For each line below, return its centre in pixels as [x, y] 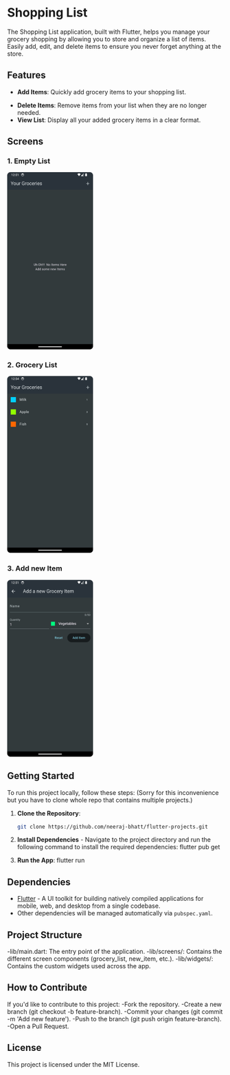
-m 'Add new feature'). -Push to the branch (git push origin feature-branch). [114, 1019]
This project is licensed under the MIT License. [73, 1064]
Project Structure [45, 935]
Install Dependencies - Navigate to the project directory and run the [114, 840]
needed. [29, 112]
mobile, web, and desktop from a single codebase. [89, 906]
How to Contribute [47, 988]
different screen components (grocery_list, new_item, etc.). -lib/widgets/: [110, 959]
